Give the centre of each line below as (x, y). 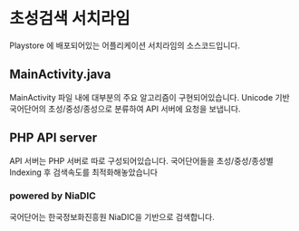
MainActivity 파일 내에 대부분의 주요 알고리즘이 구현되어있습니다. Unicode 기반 (149, 97)
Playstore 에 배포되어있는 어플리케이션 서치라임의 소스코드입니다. (125, 45)
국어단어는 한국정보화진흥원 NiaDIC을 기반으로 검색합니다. (112, 217)
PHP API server (53, 138)
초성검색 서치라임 (70, 19)
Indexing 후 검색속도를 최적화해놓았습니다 (84, 172)
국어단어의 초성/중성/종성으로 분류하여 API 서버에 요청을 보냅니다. (125, 109)
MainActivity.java (60, 75)
